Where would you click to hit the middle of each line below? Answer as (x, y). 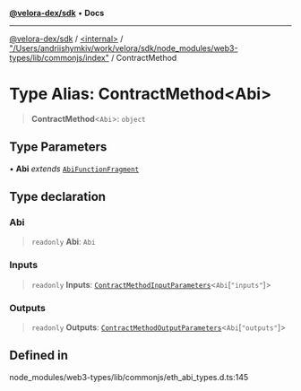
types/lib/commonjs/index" (59, 58)
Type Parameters (58, 147)
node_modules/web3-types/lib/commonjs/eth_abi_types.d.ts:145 (129, 377)
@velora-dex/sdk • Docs (57, 13)
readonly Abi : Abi (63, 242)
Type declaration (57, 197)
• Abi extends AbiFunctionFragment (74, 169)
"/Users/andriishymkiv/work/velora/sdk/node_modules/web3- (124, 48)
